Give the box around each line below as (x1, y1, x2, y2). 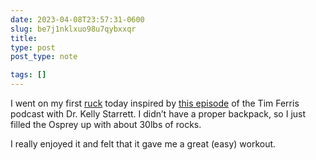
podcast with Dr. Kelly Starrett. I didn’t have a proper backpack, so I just (10, 108, 307, 120)
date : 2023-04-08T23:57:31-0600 (10, 14, 145, 25)
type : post (10, 42, 56, 53)
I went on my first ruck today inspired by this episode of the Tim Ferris (10, 97, 300, 109)
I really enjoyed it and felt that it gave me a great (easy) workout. (10, 138, 277, 150)
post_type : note (10, 52, 78, 62)
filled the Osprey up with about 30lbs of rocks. (10, 119, 202, 130)
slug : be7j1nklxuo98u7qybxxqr (10, 24, 137, 34)
